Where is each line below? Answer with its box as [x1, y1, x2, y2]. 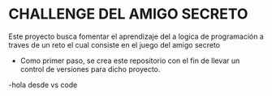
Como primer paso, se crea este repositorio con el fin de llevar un [19, 56, 240, 65]
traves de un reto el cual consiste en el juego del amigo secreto [8, 40, 221, 49]
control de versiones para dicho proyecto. [19, 64, 161, 73]
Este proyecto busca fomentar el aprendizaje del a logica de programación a [8, 31, 264, 41]
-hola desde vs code [8, 80, 78, 90]
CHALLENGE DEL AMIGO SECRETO [8, 5, 248, 23]
